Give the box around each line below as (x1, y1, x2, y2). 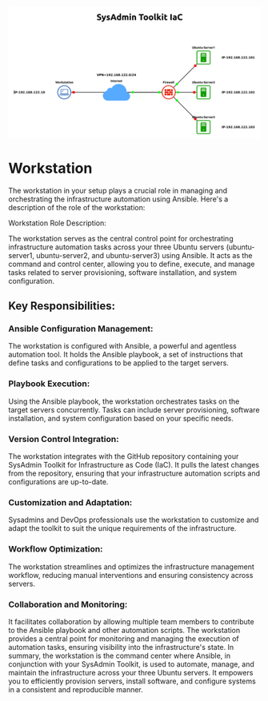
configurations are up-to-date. (8, 477, 109, 487)
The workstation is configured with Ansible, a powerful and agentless (8, 341, 238, 351)
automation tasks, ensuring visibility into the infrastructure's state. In (8, 642, 234, 651)
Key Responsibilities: (8, 299, 116, 313)
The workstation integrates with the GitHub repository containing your (8, 452, 239, 461)
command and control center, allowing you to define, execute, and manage (8, 259, 255, 269)
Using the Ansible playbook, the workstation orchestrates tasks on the (8, 396, 240, 406)
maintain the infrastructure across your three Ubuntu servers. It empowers (8, 667, 254, 677)
